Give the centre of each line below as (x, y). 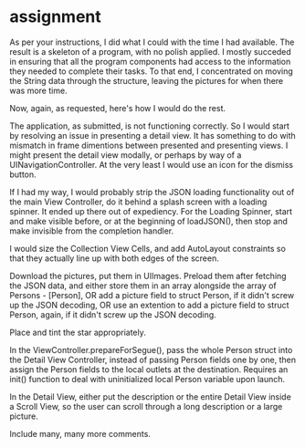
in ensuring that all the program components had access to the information (150, 61)
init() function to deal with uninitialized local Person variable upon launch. (147, 379)
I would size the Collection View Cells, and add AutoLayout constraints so (147, 248)
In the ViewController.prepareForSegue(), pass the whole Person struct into (151, 349)
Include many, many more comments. (80, 433)
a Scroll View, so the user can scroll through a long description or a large (146, 406)
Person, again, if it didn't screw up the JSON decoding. (113, 314)
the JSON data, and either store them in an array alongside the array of (143, 286)
